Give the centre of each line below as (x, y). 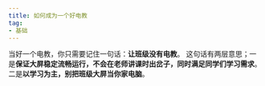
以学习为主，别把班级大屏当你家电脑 (82, 74)
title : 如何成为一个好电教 (48, 16)
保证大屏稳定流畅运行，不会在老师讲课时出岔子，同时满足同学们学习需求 (135, 64)
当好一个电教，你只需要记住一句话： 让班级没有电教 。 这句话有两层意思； (129, 54)
